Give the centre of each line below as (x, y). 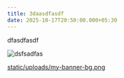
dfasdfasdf (23, 40)
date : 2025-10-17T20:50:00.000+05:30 (62, 20)
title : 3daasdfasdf (36, 14)
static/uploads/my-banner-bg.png (56, 67)
